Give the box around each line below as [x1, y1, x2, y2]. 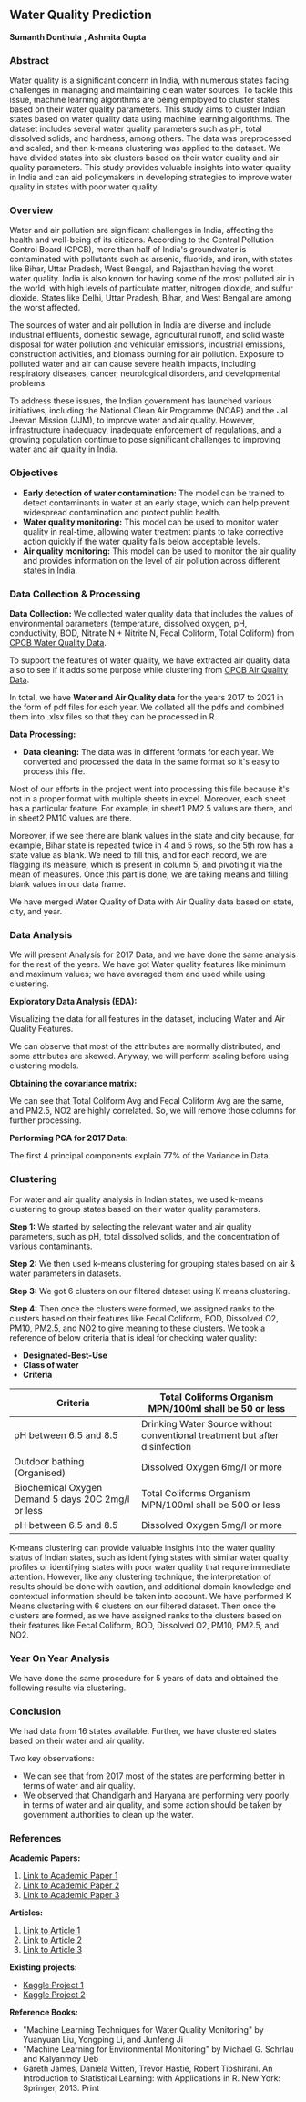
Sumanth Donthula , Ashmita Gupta [9, 31, 147, 42]
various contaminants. [9, 1240, 93, 1251]
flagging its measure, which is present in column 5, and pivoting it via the [9, 860, 283, 870]
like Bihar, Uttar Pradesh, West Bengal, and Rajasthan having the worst [9, 263, 274, 274]
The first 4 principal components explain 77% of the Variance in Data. [9, 1150, 271, 1161]
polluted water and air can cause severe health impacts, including [9, 359, 257, 370]
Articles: [9, 1907, 44, 1918]
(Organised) [14, 1466, 66, 1479]
